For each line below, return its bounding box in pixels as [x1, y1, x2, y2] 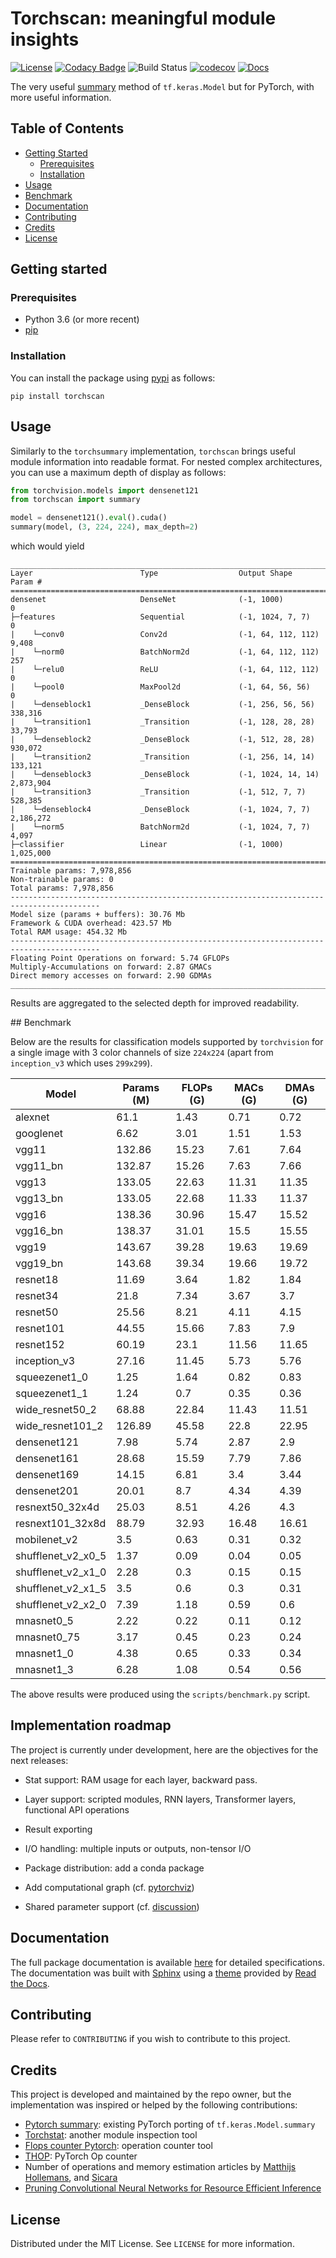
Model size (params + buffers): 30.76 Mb [10, 910, 186, 920]
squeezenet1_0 [15, 1370, 89, 1384]
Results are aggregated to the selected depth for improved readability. [10, 997, 300, 1009]
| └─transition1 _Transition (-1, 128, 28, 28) [10, 717, 315, 727]
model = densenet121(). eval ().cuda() [10, 513, 168, 523]
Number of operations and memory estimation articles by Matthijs [24, 2161, 297, 2173]
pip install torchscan [10, 391, 105, 401]
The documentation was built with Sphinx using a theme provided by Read [10, 1967, 317, 1979]
